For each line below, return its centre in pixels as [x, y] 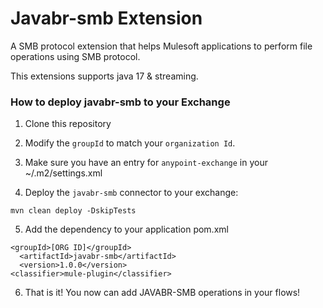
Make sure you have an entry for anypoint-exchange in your [146, 163]
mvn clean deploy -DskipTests [73, 211]
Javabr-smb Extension [106, 18]
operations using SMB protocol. [75, 56]
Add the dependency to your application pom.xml [126, 229]
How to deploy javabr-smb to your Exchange [120, 102]
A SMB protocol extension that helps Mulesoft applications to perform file [161, 46]
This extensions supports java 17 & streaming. [104, 76]
